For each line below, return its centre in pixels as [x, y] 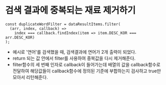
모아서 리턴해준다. [30, 77]
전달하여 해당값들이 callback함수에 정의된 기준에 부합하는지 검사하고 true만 [87, 71]
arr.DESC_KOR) [20, 37]
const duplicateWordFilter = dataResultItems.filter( [63, 24]
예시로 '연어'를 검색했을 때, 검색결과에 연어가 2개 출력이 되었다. [74, 52]
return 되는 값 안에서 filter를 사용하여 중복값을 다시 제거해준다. [74, 58]
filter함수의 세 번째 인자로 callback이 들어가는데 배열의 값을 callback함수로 [86, 64]
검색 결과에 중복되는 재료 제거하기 [70, 10]
